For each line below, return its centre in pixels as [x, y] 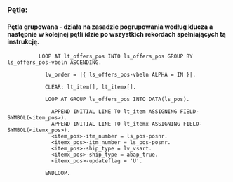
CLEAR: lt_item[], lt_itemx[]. [91, 87]
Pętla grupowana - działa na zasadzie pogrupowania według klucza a [110, 27]
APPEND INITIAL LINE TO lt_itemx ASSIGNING [116, 124]
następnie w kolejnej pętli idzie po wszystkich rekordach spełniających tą [116, 34]
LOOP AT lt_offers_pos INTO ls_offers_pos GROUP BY [115, 57]
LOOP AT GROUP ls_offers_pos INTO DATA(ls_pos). [117, 100]
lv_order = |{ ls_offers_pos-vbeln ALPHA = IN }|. [120, 75]
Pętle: [18, 10]
